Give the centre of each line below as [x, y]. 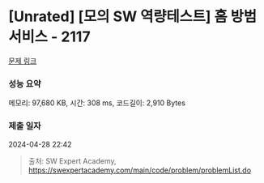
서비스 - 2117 [49, 37]
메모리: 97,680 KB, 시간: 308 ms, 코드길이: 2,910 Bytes [97, 103]
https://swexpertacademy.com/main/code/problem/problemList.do [140, 170]
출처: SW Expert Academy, [72, 161]
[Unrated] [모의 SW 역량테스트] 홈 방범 [133, 17]
